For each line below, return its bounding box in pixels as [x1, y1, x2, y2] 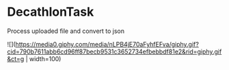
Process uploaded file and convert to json [7, 27, 125, 35]
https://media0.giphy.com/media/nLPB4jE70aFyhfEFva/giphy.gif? [15, 40, 200, 48]
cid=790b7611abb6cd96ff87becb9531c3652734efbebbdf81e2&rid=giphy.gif [7, 47, 222, 56]
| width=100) [25, 54, 62, 62]
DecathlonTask [7, 4, 94, 20]
